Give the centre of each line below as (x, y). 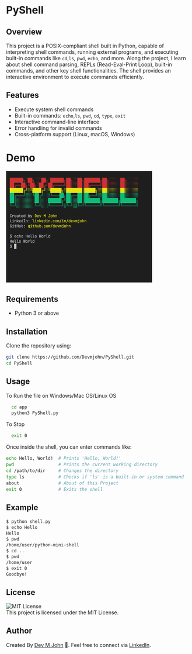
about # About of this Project (62, 483)
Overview (24, 32)
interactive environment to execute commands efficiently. (75, 77)
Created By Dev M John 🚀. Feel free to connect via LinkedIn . (78, 645)
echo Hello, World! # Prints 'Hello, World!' (64, 459)
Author (19, 631)
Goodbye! (17, 574)
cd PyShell (19, 363)
